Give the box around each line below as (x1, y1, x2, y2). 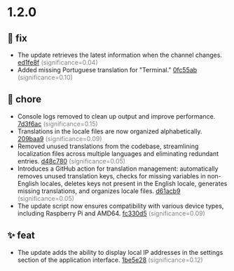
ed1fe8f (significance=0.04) (17, 58, 98, 67)
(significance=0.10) (17, 73, 74, 81)
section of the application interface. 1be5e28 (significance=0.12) (17, 256, 203, 264)
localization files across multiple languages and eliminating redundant (17, 149, 219, 158)
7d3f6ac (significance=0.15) (17, 119, 98, 128)
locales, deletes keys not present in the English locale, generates (40, 179, 228, 187)
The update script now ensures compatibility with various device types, (17, 201, 224, 210)
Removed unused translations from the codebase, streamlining (17, 142, 199, 150)
